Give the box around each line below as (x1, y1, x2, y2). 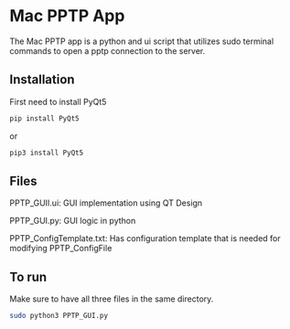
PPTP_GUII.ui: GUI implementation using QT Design (9, 197, 203, 208)
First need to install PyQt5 (9, 96, 107, 107)
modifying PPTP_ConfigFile (9, 243, 113, 254)
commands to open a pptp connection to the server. (9, 45, 206, 56)
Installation (9, 72, 75, 88)
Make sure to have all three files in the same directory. (9, 293, 214, 304)
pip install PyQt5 (9, 113, 80, 123)
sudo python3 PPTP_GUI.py (9, 312, 108, 321)
